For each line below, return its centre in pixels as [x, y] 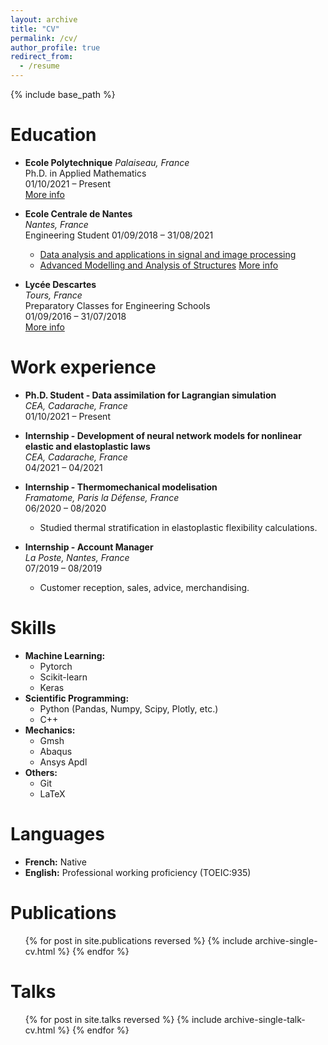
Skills [33, 628]
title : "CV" [35, 29]
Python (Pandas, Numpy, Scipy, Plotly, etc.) [129, 708]
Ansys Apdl [63, 762]
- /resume [39, 66]
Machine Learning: [65, 655]
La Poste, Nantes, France [77, 557]
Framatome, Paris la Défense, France [102, 497]
